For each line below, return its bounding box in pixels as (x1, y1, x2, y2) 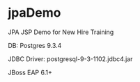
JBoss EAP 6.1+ (8, 68, 53, 76)
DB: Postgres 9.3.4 (8, 41, 62, 49)
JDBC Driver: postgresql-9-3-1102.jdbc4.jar (8, 54, 133, 63)
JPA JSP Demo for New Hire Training (8, 28, 114, 36)
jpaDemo (8, 5, 61, 21)
